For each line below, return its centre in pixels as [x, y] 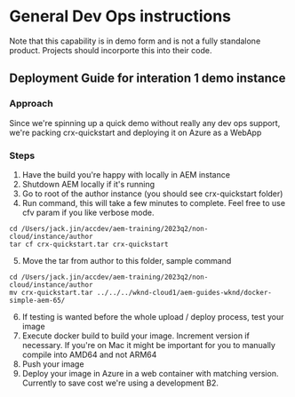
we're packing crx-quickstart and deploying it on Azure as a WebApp [136, 132]
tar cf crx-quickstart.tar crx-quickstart [89, 244]
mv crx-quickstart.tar [51, 292]
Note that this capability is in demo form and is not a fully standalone [135, 41]
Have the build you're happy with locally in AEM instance [126, 174]
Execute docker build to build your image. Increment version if [136, 336]
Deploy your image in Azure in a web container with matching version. [150, 373]
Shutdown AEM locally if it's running [88, 184]
